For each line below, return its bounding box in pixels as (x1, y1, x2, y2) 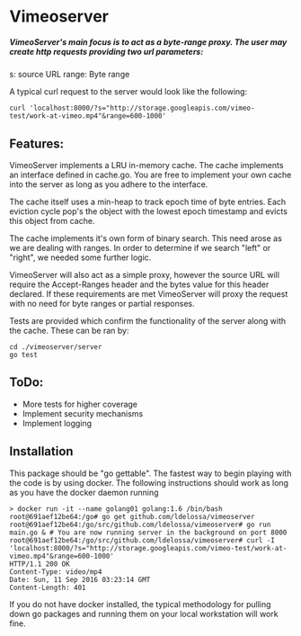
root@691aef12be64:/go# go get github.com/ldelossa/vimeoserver (9, 512, 255, 521)
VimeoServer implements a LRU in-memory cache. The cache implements (9, 159, 284, 170)
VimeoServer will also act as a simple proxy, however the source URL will (9, 269, 280, 280)
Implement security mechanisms (22, 408, 144, 419)
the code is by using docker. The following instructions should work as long (9, 477, 289, 488)
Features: (9, 136, 65, 151)
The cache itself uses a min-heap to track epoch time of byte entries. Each (9, 196, 287, 207)
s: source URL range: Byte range (9, 69, 130, 80)
